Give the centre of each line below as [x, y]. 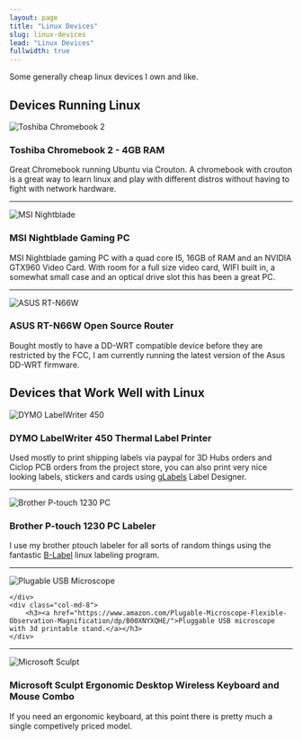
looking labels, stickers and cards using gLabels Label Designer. [128, 476]
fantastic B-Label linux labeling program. [84, 555]
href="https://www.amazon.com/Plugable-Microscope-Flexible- [170, 613]
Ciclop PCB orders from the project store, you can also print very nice [138, 467]
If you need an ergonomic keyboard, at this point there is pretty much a [141, 716]
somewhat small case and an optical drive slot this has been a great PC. [142, 276]
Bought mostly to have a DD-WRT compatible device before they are [136, 345]
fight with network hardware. [63, 189]
